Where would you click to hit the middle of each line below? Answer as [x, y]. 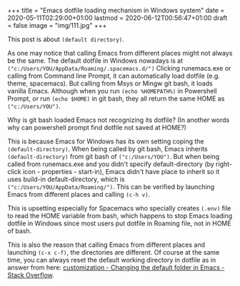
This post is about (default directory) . [66, 39]
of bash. [20, 231]
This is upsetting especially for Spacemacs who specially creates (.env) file [119, 208]
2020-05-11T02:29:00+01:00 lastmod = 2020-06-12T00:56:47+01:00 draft [117, 18]
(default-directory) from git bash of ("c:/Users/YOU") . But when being [114, 157]
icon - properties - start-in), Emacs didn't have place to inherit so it [121, 172]
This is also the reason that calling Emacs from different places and [106, 245]
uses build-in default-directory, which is [66, 179]
